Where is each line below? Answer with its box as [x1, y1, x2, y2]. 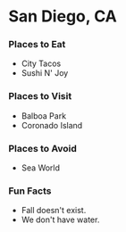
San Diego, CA [8, 6, 117, 27]
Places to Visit [8, 90, 72, 103]
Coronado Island [21, 120, 83, 130]
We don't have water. [21, 214, 100, 225]
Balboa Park [21, 110, 67, 121]
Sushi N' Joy [21, 68, 69, 79]
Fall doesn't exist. [21, 205, 87, 216]
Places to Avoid [8, 142, 78, 154]
